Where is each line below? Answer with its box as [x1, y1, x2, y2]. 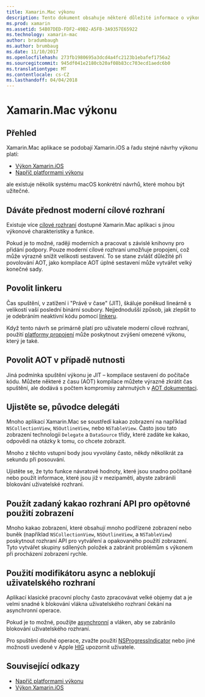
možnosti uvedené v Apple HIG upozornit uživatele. [6, 643, 135, 651]
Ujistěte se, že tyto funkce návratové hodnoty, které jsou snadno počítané [6, 468, 192, 475]
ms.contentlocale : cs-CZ [6, 72, 70, 78]
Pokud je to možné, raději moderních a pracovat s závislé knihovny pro [6, 239, 185, 246]
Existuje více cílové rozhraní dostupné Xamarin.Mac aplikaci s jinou [6, 221, 175, 228]
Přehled [6, 128, 37, 138]
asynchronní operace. [6, 607, 62, 614]
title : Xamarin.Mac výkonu [6, 9, 75, 15]
